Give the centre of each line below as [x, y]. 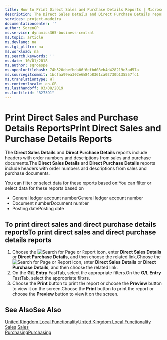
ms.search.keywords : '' [30, 56]
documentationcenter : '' [31, 24]
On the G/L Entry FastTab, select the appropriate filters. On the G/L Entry [86, 273]
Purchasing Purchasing [28, 332]
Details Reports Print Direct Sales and [83, 128]
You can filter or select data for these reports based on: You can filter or [78, 183]
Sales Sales [17, 327]
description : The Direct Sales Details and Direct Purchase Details [78, 14]
